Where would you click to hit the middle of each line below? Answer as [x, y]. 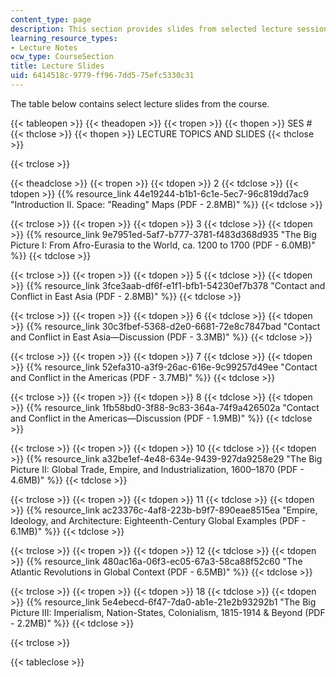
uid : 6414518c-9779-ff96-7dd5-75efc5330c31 [102, 76]
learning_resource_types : [64, 38]
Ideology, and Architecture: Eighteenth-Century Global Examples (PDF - [158, 520]
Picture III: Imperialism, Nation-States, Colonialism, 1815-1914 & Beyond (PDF [168, 612]
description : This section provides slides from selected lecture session [169, 29]
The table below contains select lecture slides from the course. [140, 103]
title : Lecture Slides [57, 66]
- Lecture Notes [44, 47]
